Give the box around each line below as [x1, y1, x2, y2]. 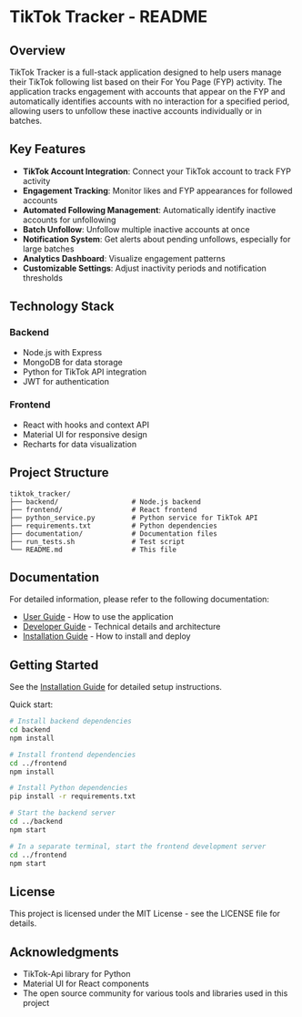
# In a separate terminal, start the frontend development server [9, 841, 267, 851]
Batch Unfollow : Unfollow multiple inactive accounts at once [22, 223, 250, 234]
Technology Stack [9, 299, 115, 314]
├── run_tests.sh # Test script [9, 537, 185, 546]
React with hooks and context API [22, 419, 150, 430]
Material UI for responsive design [22, 428, 148, 439]
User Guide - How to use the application [22, 611, 175, 622]
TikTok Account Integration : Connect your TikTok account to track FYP [22, 166, 291, 177]
